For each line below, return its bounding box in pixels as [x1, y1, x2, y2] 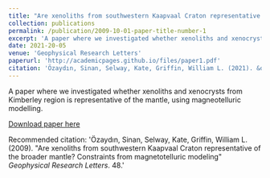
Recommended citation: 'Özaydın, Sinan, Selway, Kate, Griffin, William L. [8, 135, 247, 144]
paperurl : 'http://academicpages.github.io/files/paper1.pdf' [8, 57, 221, 65]
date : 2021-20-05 [8, 42, 67, 50]
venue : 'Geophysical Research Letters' [8, 49, 142, 57]
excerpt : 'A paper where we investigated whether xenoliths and [8, 34, 228, 43]
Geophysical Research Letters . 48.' [8, 160, 125, 170]
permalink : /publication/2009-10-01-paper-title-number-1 [8, 27, 207, 35]
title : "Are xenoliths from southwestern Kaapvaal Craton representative [8, 11, 261, 20]
